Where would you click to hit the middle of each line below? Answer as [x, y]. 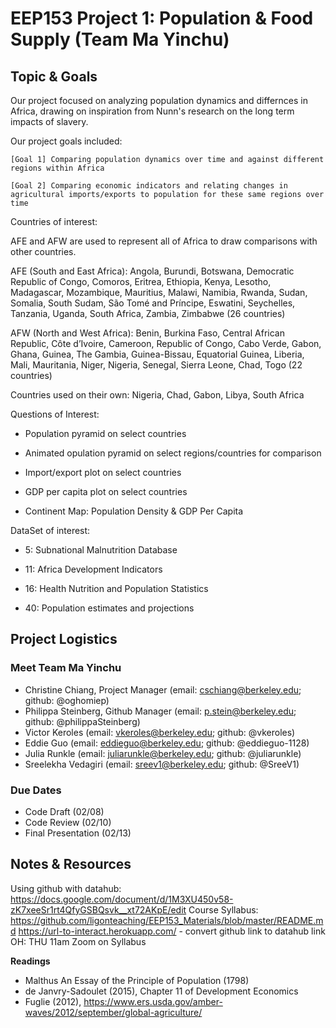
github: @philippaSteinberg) [82, 721]
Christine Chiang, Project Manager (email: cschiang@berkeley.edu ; [163, 689]
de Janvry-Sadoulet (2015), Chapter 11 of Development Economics [161, 991]
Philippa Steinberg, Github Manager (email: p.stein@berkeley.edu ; [160, 711]
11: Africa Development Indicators [93, 569]
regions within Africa [57, 168]
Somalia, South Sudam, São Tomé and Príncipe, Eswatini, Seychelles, [153, 303]
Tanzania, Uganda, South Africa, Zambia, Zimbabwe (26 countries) [148, 313]
